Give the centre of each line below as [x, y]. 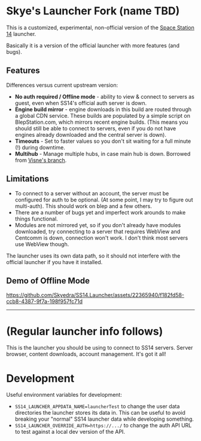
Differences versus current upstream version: [62, 85]
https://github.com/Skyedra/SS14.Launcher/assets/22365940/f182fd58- [95, 295]
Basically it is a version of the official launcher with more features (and [93, 45]
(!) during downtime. [40, 147]
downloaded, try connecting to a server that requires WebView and [98, 231]
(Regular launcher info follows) [85, 331]
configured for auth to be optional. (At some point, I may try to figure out [104, 200]
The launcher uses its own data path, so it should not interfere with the [93, 256]
